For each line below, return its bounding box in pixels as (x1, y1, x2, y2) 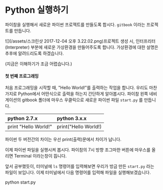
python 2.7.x (7, 115, 38, 122)
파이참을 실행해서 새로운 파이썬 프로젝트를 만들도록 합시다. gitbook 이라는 (5, 22, 145, 27)
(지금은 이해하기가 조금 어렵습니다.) (5, 61, 72, 67)
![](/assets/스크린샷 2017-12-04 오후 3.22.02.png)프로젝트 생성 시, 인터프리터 (5, 38, 156, 44)
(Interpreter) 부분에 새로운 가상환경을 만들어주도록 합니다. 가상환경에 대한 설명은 (5, 44, 159, 50)
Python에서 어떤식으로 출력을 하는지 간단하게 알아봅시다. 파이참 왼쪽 (18, 91, 148, 97)
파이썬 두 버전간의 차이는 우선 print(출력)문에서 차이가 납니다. (5, 137, 122, 142)
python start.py (5, 179, 36, 185)
